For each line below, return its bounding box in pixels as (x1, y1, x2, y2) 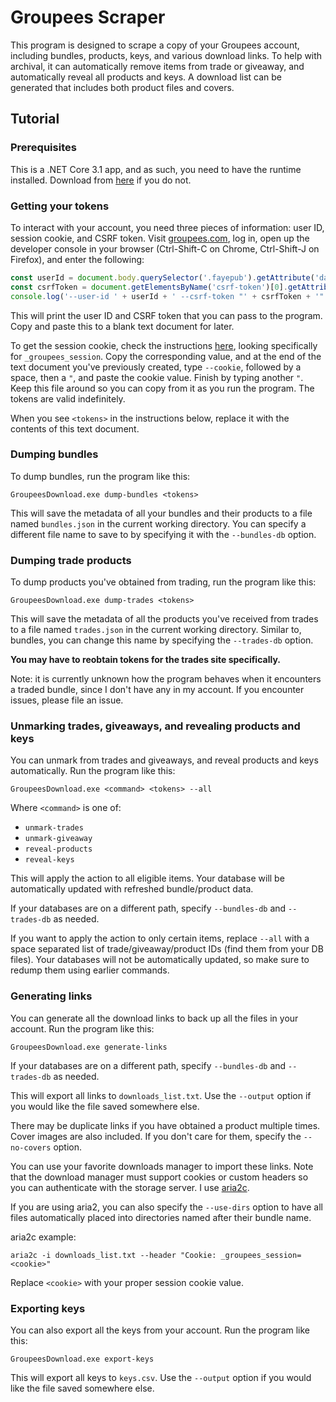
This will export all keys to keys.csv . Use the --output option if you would (10, 1372, 312, 1384)
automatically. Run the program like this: (10, 765, 176, 777)
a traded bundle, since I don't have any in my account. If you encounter (10, 684, 305, 696)
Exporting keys (10, 1301, 86, 1315)
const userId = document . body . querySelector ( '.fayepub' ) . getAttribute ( (10, 272, 315, 283)
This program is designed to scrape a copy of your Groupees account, (10, 39, 300, 51)
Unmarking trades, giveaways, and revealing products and (10, 719, 301, 733)
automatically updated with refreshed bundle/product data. (10, 883, 254, 895)
